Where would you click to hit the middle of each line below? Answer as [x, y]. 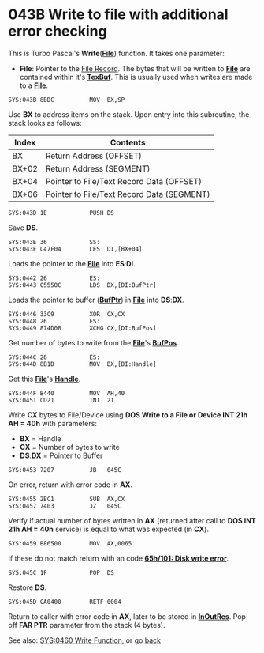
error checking [58, 31]
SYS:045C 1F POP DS [61, 572]
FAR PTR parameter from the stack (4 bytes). [92, 625]
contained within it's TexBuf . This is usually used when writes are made [136, 77]
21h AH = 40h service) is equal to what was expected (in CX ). [108, 529]
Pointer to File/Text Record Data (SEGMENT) [128, 194]
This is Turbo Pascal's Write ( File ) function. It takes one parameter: [116, 53]
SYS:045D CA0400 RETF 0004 [65, 602]
